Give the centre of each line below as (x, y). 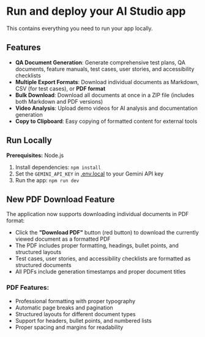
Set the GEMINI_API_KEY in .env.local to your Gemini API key (89, 174)
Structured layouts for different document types (75, 314)
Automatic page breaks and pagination (64, 308)
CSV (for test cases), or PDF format (60, 88)
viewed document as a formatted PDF (63, 239)
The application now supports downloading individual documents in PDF (98, 214)
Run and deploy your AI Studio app (96, 11)
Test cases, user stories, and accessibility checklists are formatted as (103, 258)
